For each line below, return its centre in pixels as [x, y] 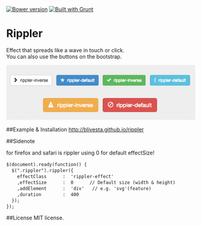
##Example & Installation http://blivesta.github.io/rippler [75, 129]
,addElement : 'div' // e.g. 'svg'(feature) [84, 188]
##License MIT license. [35, 218]
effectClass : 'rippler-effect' [65, 176]
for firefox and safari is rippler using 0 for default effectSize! [80, 153]
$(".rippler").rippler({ [43, 170]
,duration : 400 [48, 194]
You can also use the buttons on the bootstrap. [64, 56]
